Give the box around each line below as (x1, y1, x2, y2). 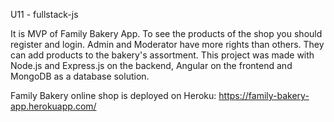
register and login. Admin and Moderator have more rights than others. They (10, 39, 325, 50)
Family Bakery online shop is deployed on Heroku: (10, 90, 217, 101)
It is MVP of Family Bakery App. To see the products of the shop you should (10, 28, 323, 39)
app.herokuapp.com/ (10, 100, 97, 112)
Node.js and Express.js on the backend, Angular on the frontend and (10, 60, 293, 71)
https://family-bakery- (218, 90, 310, 101)
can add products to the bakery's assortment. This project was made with (10, 49, 315, 61)
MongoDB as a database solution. (10, 70, 150, 82)
